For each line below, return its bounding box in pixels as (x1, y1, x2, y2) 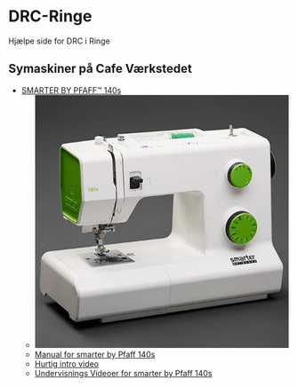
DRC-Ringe (8, 6, 93, 27)
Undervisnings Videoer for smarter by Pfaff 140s (34, 368, 213, 379)
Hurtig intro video (34, 359, 100, 369)
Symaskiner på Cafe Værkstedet (8, 61, 193, 76)
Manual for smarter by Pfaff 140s (34, 349, 156, 360)
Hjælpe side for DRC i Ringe (8, 36, 110, 46)
